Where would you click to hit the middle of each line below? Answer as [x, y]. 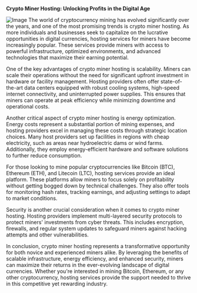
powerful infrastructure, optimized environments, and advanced [84, 51]
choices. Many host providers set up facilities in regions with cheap [88, 137]
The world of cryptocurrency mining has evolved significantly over [109, 20]
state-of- [171, 81]
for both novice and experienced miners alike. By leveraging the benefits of [97, 252]
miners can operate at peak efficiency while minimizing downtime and [91, 100]
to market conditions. [32, 198]
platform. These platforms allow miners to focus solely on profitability [90, 180]
